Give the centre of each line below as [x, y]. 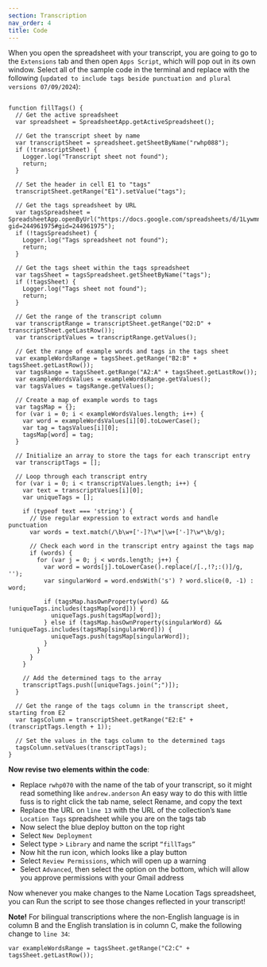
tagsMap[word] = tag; [58, 435]
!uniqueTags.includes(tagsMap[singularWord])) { [90, 630]
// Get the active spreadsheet [67, 115]
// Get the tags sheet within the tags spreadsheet [103, 268]
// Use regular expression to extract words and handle [124, 518]
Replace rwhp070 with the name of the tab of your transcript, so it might [136, 785]
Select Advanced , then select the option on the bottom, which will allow [134, 869]
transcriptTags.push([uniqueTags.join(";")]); [101, 685]
